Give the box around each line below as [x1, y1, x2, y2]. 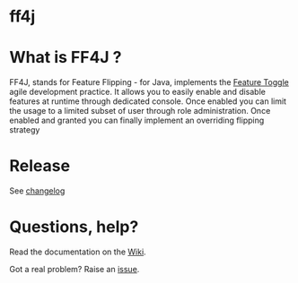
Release [9, 156, 70, 176]
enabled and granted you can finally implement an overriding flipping [9, 115, 265, 126]
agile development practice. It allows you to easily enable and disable [9, 87, 267, 98]
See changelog [9, 185, 66, 196]
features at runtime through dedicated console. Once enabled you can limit [9, 96, 287, 107]
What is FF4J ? [9, 47, 122, 68]
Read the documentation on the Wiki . [9, 246, 146, 257]
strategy [9, 124, 40, 135]
